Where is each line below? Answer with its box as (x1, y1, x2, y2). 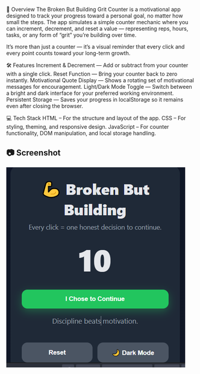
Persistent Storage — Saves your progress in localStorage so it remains (6, 96, 184, 103)
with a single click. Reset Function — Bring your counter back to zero (6, 70, 178, 77)
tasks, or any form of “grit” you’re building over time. (6, 31, 137, 39)
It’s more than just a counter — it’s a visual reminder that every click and (6, 43, 185, 50)
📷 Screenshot (6, 148, 61, 158)
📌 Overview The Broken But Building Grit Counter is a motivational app (6, 6, 181, 13)
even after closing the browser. (6, 103, 83, 109)
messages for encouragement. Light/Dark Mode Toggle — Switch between (6, 83, 193, 90)
